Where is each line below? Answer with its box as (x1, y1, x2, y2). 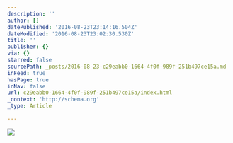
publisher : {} (7, 43, 50, 50)
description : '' (7, 10, 55, 18)
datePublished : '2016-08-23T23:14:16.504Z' (7, 23, 138, 30)
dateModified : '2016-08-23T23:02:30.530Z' (7, 30, 135, 38)
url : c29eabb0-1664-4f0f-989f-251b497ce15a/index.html (7, 89, 173, 96)
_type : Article (7, 103, 52, 110)
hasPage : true (7, 76, 50, 84)
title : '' (7, 37, 37, 44)
